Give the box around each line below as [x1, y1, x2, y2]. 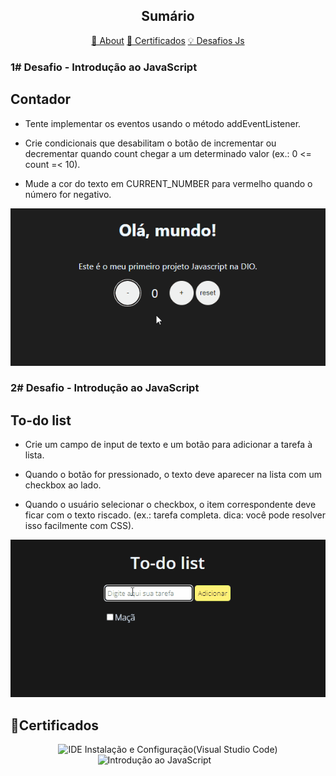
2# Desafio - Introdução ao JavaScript [10, 381, 200, 395]
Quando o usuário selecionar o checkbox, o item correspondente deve [24, 499, 317, 511]
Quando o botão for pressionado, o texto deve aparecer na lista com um [24, 469, 323, 481]
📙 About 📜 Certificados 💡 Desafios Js [91, 34, 245, 46]
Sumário [141, 8, 195, 25]
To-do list [10, 412, 72, 429]
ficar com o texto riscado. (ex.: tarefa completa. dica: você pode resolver [24, 509, 326, 521]
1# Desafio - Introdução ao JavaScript [10, 60, 198, 74]
